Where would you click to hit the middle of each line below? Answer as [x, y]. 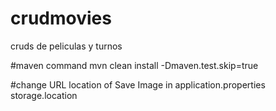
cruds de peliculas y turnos [66, 46]
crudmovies [61, 18]
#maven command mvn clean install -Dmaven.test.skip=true [134, 65]
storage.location [44, 95]
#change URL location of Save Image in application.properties [138, 84]
